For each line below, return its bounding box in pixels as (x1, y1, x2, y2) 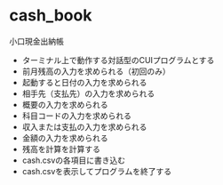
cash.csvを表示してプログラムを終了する (21, 165, 171, 176)
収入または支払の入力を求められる (21, 121, 147, 132)
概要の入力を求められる (21, 99, 108, 109)
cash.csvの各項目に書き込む (21, 155, 126, 165)
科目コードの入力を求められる (21, 110, 131, 121)
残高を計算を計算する (21, 143, 100, 154)
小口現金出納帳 (9, 36, 64, 46)
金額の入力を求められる (21, 133, 108, 143)
